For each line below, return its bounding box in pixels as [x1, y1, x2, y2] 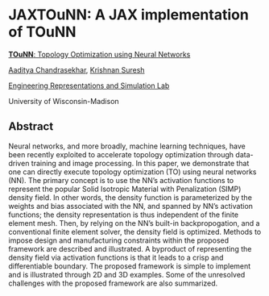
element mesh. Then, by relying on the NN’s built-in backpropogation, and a [8, 218, 260, 227]
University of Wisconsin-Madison [8, 96, 119, 106]
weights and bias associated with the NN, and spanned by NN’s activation [8, 201, 254, 211]
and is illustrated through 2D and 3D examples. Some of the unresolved [8, 269, 246, 279]
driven [8, 158, 30, 168]
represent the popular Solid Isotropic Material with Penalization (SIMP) [8, 184, 242, 194]
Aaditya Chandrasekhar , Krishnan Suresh [8, 65, 145, 74]
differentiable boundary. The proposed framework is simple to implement [8, 261, 251, 271]
